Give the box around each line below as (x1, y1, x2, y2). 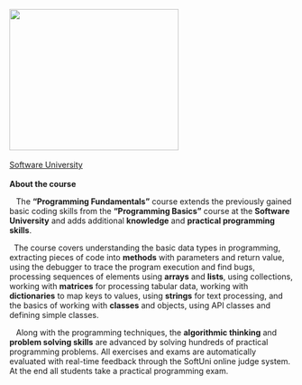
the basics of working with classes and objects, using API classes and (9, 300, 271, 311)
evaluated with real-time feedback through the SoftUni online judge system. (9, 356, 291, 366)
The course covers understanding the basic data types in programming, (13, 242, 281, 253)
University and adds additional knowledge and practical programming (9, 215, 275, 226)
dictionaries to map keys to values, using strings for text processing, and (9, 290, 284, 301)
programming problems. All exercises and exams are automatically (9, 346, 257, 357)
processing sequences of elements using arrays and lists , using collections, (9, 271, 293, 282)
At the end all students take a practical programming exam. (9, 366, 229, 376)
